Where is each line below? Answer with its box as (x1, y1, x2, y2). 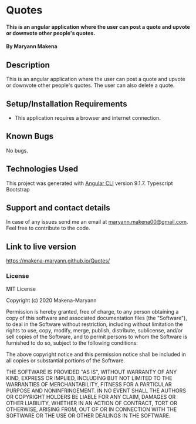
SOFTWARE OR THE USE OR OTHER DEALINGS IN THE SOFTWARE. (6, 412, 171, 419)
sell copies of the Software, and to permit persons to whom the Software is (6, 333, 188, 340)
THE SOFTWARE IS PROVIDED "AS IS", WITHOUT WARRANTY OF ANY (6, 368, 177, 375)
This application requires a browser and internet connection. (14, 115, 161, 121)
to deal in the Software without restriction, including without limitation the (6, 321, 183, 328)
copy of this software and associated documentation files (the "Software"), (6, 314, 188, 321)
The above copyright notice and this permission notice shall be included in (6, 351, 186, 358)
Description (6, 60, 50, 70)
